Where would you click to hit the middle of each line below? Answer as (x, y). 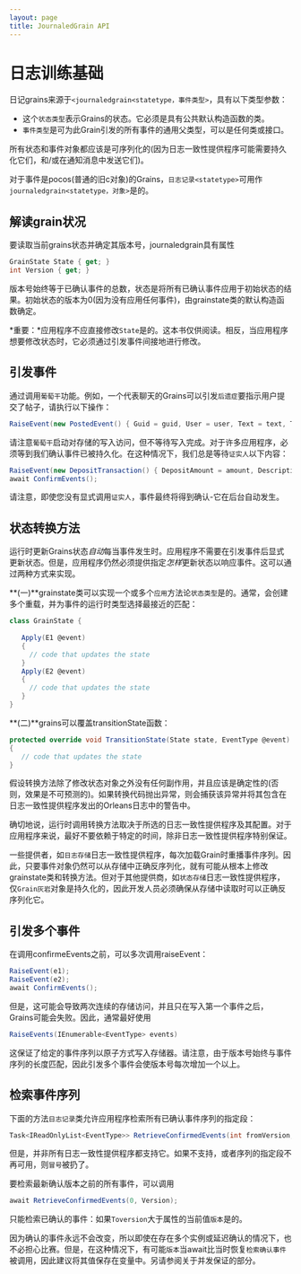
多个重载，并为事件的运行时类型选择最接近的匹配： (103, 604)
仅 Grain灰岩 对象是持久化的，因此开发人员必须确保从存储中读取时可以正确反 (148, 889)
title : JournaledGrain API (60, 26)
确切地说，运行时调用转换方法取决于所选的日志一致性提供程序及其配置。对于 (150, 825)
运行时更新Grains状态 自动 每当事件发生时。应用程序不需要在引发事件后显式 (147, 551)
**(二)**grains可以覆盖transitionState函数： (90, 723)
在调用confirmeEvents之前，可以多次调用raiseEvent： (109, 954)
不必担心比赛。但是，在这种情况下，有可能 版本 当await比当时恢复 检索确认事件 (148, 1250)
